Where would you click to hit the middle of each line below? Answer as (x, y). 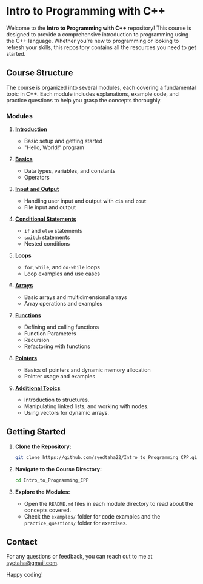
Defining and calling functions (62, 327)
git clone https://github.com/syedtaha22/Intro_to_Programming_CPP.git (107, 457)
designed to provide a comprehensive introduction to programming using (98, 34)
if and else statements (53, 231)
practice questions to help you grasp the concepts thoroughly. (84, 100)
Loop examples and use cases (62, 274)
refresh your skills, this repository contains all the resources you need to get (101, 47)
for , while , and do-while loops (62, 267)
